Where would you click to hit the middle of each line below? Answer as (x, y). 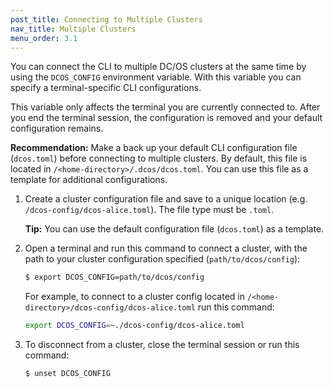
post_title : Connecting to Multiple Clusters (106, 19)
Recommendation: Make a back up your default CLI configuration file (154, 148)
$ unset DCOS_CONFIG (67, 374)
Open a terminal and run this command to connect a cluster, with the (166, 248)
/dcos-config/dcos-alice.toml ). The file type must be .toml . (149, 210)
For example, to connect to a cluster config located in (134, 297)
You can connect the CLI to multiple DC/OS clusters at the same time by (158, 67)
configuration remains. (57, 128)
